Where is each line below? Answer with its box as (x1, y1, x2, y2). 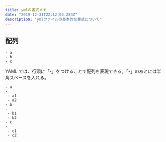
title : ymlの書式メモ (5, 7, 47, 13)
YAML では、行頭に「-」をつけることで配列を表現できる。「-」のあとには (5, 68, 157, 74)
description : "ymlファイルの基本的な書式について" (5, 17, 102, 22)
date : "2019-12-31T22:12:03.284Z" (5, 12, 78, 17)
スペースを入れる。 (9, 75, 49, 81)
